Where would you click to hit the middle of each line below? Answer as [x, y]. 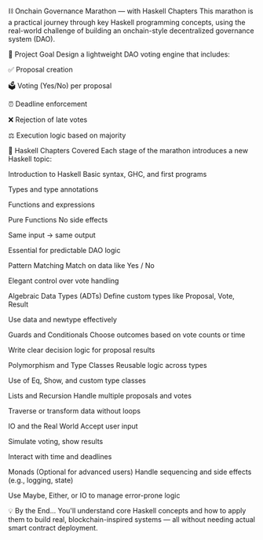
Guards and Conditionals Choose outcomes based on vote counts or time [127, 335]
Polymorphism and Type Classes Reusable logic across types [108, 365]
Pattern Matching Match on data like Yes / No [81, 265]
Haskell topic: [30, 159]
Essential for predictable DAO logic [64, 250]
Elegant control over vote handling [64, 281]
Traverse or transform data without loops [75, 411]
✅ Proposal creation [40, 70]
